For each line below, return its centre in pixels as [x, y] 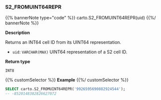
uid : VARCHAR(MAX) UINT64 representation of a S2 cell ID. [70, 52]
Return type [18, 62]
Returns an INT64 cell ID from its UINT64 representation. [63, 42]
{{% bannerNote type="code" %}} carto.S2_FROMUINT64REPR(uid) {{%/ [80, 18]
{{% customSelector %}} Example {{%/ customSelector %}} [67, 80]
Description [18, 33]
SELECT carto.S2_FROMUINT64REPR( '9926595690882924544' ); [65, 89]
